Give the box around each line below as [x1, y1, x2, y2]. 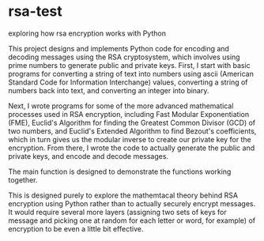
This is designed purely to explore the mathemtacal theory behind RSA [8, 190, 239, 200]
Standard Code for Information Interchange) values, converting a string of [8, 77, 248, 87]
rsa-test [8, 2, 63, 21]
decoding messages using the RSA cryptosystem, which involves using [8, 52, 240, 62]
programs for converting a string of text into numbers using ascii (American [8, 69, 255, 78]
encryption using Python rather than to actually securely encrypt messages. [8, 198, 255, 208]
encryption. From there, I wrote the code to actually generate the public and [8, 143, 255, 153]
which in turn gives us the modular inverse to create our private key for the [8, 134, 251, 144]
